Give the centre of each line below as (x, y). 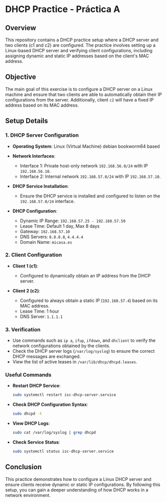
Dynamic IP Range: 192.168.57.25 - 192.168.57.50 (73, 221)
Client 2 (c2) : (26, 290)
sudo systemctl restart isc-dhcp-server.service (64, 395)
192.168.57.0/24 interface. (47, 201)
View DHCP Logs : (31, 424)
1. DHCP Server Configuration (42, 135)
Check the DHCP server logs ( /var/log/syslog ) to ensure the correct (83, 351)
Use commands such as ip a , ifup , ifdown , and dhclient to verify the (84, 341)
